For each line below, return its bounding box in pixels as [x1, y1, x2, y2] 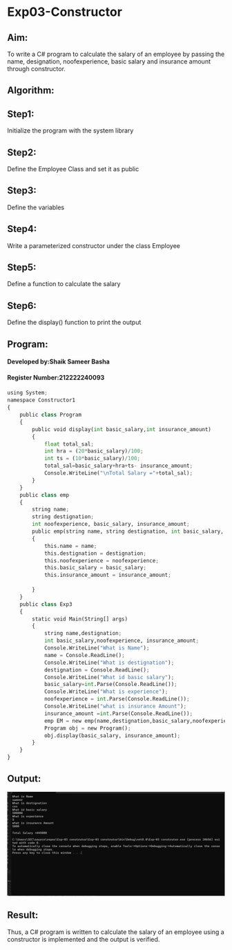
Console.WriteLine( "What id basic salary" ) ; [43, 674, 175, 681]
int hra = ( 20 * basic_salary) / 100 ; [43, 448, 144, 455]
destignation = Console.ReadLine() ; [43, 666, 150, 674]
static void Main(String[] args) [32, 616, 128, 623]
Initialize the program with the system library [7, 126, 134, 135]
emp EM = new [43, 717, 81, 724]
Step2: [7, 146, 37, 158]
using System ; [7, 390, 48, 397]
